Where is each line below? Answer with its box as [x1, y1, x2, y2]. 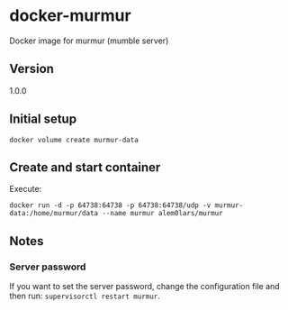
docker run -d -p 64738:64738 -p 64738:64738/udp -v [9, 201, 211, 210]
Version [9, 61, 54, 77]
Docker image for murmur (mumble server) [9, 35, 169, 46]
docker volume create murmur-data [9, 135, 139, 144]
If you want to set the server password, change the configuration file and [9, 281, 281, 292]
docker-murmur [9, 5, 132, 26]
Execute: [9, 184, 42, 195]
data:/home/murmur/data [9, 209, 99, 218]
